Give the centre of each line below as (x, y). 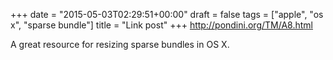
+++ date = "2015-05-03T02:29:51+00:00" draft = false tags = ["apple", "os (167, 14)
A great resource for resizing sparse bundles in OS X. (120, 44)
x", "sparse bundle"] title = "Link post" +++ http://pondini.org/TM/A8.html (161, 25)
